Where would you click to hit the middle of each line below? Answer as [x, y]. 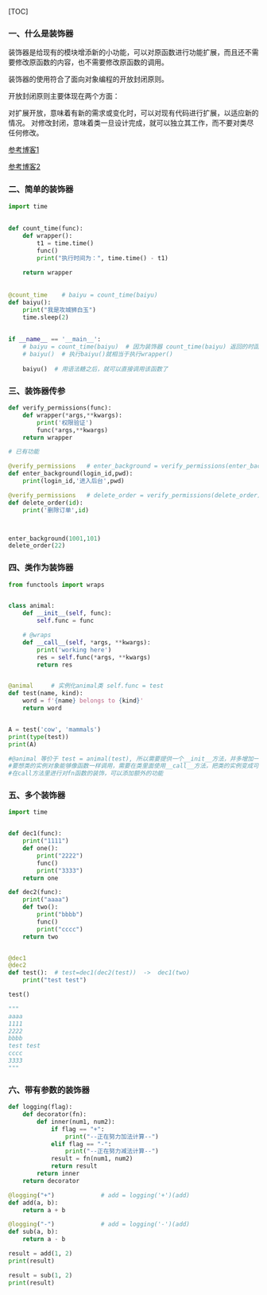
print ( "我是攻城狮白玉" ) [60, 309]
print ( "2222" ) [60, 856]
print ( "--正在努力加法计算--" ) [112, 1137]
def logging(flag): [41, 1107]
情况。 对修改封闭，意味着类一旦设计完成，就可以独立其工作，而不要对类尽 [131, 123]
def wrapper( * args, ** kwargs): [73, 415]
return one [41, 878]
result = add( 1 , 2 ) [41, 1254]
